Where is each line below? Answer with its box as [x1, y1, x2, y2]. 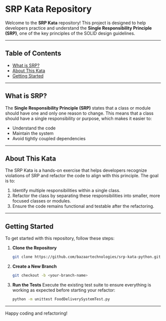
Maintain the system [12, 130, 54, 136]
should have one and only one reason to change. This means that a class [5, 110, 154, 116]
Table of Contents [5, 49, 62, 58]
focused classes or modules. [12, 198, 71, 204]
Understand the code [12, 125, 56, 131]
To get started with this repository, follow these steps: [5, 236, 115, 241]
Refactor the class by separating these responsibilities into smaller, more [12, 193, 161, 199]
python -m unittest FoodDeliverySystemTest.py [12, 296, 110, 302]
